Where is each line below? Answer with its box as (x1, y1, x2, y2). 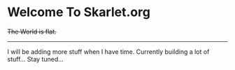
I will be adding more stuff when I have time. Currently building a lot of (7, 47, 210, 56)
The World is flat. (7, 27, 57, 36)
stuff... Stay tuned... (7, 55, 64, 63)
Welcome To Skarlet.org (7, 4, 150, 20)
